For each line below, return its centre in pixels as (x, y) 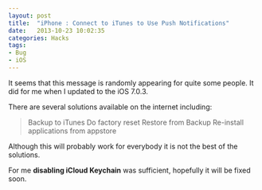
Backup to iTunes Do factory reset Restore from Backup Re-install (136, 122)
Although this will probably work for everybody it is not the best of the (123, 146)
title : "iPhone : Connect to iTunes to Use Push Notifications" (119, 23)
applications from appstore (72, 131)
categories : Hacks (39, 38)
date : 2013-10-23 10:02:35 (57, 30)
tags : (17, 46)
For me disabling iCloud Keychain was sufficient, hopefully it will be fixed (129, 170)
